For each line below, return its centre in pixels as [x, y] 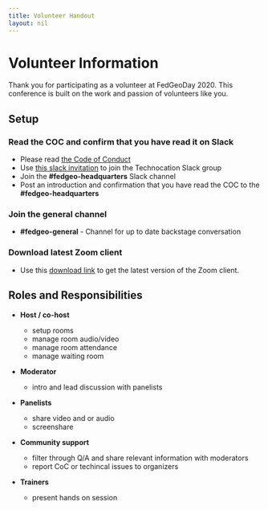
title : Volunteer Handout [51, 16]
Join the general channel [58, 214]
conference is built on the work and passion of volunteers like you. [118, 94]
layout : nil [28, 23]
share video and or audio [73, 418]
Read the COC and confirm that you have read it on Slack [121, 141]
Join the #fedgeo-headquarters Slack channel [98, 177]
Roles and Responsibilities [75, 295]
